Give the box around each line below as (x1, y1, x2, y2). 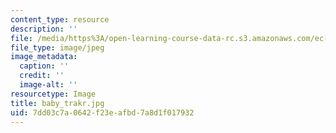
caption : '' (19, 61, 70, 71)
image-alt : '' (19, 80, 78, 90)
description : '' (10, 24, 78, 34)
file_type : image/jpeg (10, 42, 105, 53)
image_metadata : (10, 52, 78, 62)
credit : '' (19, 71, 65, 81)
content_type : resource (10, 14, 110, 25)
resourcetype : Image (10, 89, 97, 99)
